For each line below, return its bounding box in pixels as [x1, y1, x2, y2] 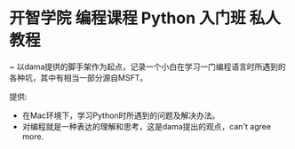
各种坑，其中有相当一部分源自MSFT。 [9, 72, 148, 82]
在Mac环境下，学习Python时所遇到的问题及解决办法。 [21, 110, 220, 121]
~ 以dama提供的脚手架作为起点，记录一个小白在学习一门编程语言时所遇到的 [9, 61, 286, 72]
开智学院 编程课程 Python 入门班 [9, 8, 246, 28]
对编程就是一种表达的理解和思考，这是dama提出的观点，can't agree [21, 121, 272, 131]
